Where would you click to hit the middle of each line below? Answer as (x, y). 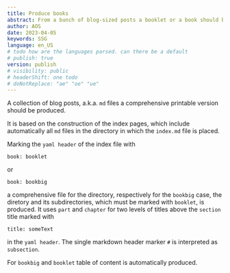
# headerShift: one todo (42, 77)
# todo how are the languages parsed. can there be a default (98, 52)
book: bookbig (27, 182)
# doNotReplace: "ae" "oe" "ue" (53, 84)
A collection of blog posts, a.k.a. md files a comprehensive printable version (113, 103)
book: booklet (27, 157)
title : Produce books (38, 13)
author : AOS (24, 26)
